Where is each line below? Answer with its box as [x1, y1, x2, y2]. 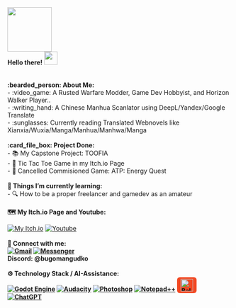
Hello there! [7, 58, 43, 67]
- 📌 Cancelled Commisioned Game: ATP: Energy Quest [7, 166, 167, 175]
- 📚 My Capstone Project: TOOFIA [7, 149, 108, 157]
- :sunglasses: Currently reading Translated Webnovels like [7, 118, 180, 127]
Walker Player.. [7, 96, 51, 104]
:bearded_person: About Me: [7, 81, 94, 89]
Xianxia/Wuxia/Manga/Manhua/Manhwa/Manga [7, 126, 147, 134]
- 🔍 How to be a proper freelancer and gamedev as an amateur [7, 190, 193, 198]
